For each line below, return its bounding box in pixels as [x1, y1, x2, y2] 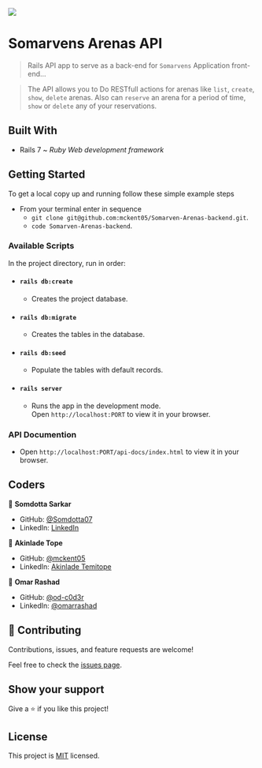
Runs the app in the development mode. [31, 401, 161, 410]
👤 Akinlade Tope [8, 538, 63, 548]
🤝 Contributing [8, 624, 82, 637]
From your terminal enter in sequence [19, 204, 142, 213]
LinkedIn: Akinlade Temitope [19, 561, 112, 571]
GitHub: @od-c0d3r [19, 592, 84, 601]
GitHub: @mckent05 [19, 553, 86, 563]
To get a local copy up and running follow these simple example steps [8, 189, 234, 198]
